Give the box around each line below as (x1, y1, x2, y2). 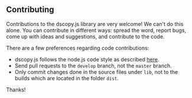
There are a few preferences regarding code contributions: (6, 44, 149, 51)
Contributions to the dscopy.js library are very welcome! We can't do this (6, 20, 184, 27)
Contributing (6, 5, 54, 15)
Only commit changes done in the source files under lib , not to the (14, 68, 178, 76)
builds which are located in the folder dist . (14, 74, 119, 81)
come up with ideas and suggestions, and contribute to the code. (6, 32, 165, 40)
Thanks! (6, 86, 26, 93)
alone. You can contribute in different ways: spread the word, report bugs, (6, 27, 187, 34)
